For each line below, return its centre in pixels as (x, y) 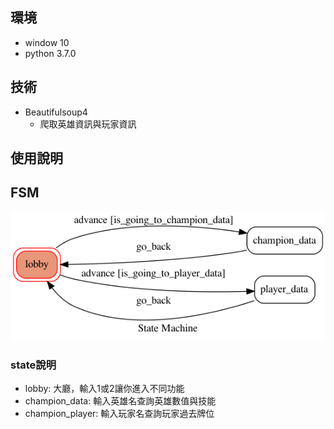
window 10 (47, 42)
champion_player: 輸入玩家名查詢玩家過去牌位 (119, 413)
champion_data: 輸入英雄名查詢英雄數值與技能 (120, 400)
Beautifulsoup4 (56, 112)
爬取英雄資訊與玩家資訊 (88, 124)
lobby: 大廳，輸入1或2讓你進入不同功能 (104, 388)
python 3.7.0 (50, 53)
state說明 (33, 365)
